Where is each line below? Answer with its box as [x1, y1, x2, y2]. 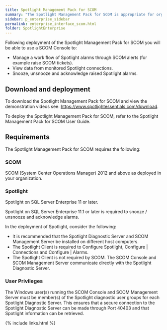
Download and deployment [5, 85, 90, 93]
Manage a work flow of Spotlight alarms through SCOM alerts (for [12, 54, 148, 60]
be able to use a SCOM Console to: [5, 45, 77, 51]
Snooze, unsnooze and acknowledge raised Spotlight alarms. [12, 70, 138, 76]
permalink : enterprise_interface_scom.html [5, 21, 97, 26]
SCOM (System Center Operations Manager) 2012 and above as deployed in [5, 170, 162, 176]
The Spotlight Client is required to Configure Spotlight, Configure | [12, 244, 148, 250]
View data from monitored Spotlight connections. [12, 65, 113, 71]
